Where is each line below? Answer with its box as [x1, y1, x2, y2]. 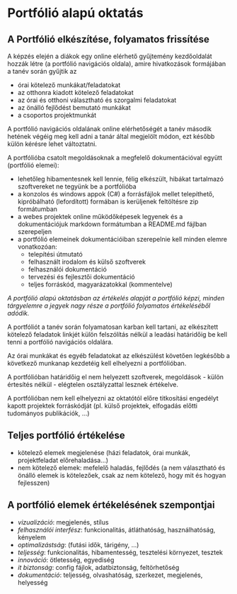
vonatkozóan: [17, 242, 58, 251]
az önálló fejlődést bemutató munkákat [17, 103, 131, 111]
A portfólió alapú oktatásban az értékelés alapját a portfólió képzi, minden [7, 294, 225, 302]
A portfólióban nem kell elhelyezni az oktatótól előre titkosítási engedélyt [7, 394, 219, 402]
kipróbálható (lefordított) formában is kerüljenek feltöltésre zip [17, 197, 199, 206]
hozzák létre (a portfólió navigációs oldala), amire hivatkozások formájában [7, 60, 226, 68]
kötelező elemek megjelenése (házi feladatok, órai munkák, [17, 448, 191, 456]
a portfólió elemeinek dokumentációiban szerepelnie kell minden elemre [17, 235, 228, 243]
